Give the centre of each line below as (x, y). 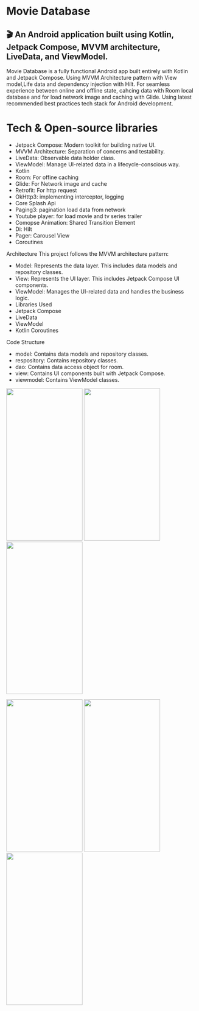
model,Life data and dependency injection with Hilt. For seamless (88, 84)
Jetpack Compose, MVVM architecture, (83, 47)
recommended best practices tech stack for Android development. (90, 104)
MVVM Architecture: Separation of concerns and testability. (90, 151)
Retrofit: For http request (46, 190)
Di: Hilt (23, 229)
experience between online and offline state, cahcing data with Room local (100, 90)
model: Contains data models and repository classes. (82, 354)
